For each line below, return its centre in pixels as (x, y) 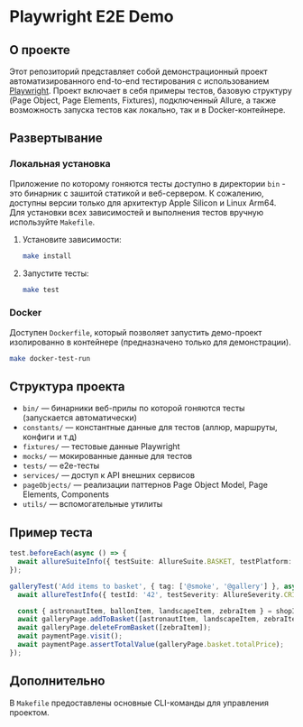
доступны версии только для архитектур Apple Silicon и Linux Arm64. (143, 202)
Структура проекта (67, 387)
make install (47, 256)
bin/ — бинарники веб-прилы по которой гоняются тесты (133, 409)
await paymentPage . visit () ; (70, 636)
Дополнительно (57, 681)
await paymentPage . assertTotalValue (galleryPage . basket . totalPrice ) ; (151, 645)
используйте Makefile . (52, 222)
